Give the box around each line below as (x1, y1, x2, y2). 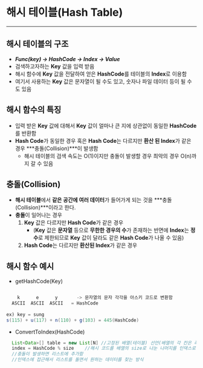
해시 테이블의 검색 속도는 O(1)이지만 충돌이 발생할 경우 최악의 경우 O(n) (24, 152, 192, 159)
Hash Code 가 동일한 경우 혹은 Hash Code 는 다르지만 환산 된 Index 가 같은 (14, 137, 192, 144)
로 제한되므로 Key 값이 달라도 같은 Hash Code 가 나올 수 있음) (38, 234, 184, 241)
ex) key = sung (6, 311, 45, 318)
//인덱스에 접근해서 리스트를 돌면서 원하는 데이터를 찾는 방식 (11, 356, 144, 363)
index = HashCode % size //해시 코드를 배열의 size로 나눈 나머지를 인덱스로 (11, 346, 196, 352)
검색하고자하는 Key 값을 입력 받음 (14, 62, 95, 70)
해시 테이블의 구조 (6, 39, 69, 49)
